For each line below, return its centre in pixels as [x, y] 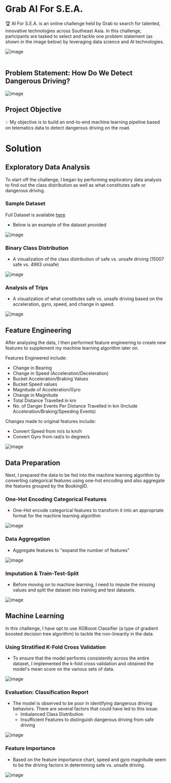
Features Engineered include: [36, 358]
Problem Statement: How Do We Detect [69, 73]
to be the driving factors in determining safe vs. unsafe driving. [79, 765]
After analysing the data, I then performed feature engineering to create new [86, 343]
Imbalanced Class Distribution [52, 714]
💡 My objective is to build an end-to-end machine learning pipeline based [83, 122]
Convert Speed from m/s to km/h [47, 431]
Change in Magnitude [35, 395]
